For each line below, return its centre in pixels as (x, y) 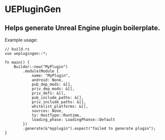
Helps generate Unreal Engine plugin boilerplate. (82, 28)
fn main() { (17, 62)
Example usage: (21, 40)
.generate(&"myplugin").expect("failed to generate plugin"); (89, 128)
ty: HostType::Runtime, (56, 115)
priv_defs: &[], (49, 93)
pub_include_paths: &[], (58, 98)
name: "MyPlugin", (51, 76)
